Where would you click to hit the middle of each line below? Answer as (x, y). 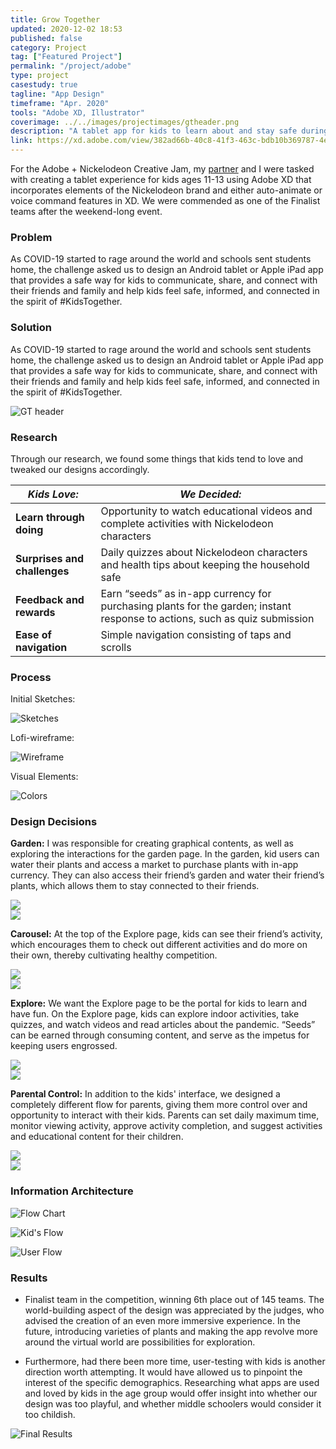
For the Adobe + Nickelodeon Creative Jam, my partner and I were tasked (162, 169)
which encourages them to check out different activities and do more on (159, 945)
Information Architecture (72, 1191)
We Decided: (210, 494)
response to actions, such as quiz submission (207, 618)
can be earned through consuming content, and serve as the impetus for (160, 1035)
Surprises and (50, 558)
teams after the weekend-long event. (86, 211)
